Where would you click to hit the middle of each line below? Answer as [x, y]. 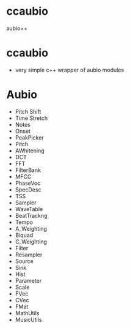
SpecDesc [28, 189]
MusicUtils [28, 319]
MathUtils [27, 313]
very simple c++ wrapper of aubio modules [69, 70]
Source [24, 261]
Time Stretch [31, 118]
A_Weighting [31, 228]
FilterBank [28, 170]
